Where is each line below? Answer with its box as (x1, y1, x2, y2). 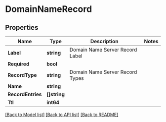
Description (90, 38, 119, 45)
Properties (5, 23, 39, 32)
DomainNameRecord (5, 3, 92, 15)
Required (7, 61, 30, 67)
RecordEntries (7, 91, 42, 98)
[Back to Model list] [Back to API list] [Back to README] (5, 112, 119, 118)
